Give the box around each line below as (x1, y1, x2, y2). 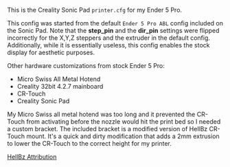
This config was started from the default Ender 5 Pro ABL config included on (7, 19, 223, 27)
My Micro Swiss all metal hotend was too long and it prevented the (7, 110, 196, 118)
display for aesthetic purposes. (7, 48, 95, 56)
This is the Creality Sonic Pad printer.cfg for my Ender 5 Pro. (7, 6, 183, 14)
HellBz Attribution (7, 153, 57, 161)
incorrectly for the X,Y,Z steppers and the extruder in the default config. (7, 34, 211, 42)
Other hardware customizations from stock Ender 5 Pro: (7, 62, 165, 69)
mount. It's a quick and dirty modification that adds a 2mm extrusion (26, 132, 220, 140)
